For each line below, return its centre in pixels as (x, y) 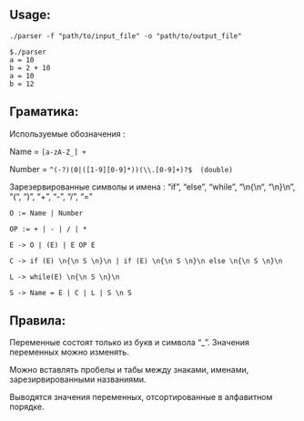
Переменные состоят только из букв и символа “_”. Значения (130, 343)
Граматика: (44, 112)
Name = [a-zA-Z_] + (48, 151)
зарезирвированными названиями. (78, 380)
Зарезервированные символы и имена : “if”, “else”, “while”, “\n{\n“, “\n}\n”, (152, 187)
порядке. (27, 407)
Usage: (30, 15)
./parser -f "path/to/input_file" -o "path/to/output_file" (126, 36)
